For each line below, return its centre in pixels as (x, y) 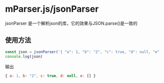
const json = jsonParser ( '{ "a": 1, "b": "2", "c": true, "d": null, (78, 52)
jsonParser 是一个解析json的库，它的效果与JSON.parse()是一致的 (71, 23)
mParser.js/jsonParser (52, 9)
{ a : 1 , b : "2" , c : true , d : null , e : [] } (50, 76)
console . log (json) (24, 56)
